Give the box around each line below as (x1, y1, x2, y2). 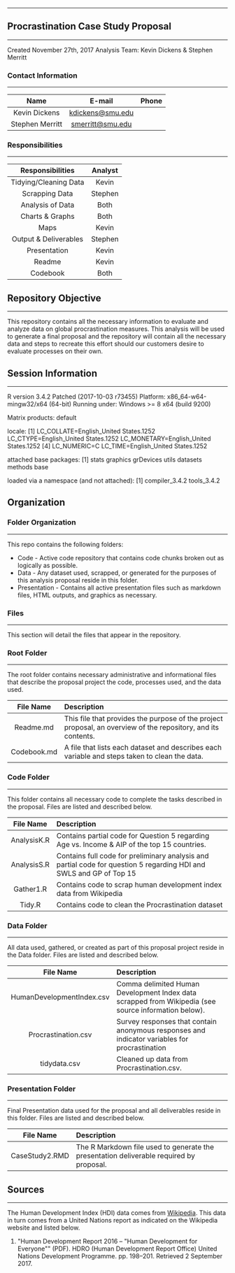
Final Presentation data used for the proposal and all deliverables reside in (7, 1107, 221, 1115)
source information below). (116, 1005, 205, 1015)
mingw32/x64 (7, 400, 48, 408)
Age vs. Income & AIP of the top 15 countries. (56, 839, 206, 849)
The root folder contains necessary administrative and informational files (7, 671, 217, 679)
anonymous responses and (116, 1025, 206, 1035)
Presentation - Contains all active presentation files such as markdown (17, 583, 222, 592)
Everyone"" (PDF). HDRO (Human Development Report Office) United (17, 1244, 218, 1253)
